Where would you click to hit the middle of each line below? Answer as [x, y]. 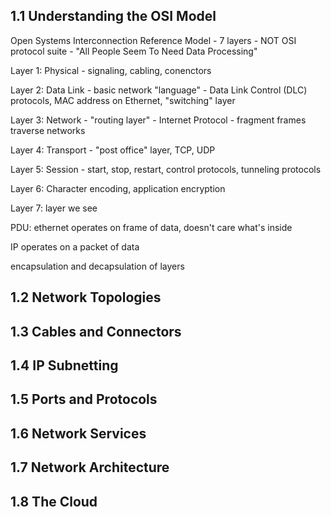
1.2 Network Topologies [86, 297]
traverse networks [48, 130]
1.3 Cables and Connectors [96, 331]
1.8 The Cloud [54, 501]
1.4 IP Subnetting [64, 365]
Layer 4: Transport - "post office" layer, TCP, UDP [113, 150]
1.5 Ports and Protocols [84, 399]
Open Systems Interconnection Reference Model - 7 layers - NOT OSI [153, 40]
